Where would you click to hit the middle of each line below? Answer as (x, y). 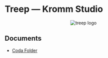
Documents (23, 38)
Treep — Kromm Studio (54, 9)
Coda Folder (25, 50)
